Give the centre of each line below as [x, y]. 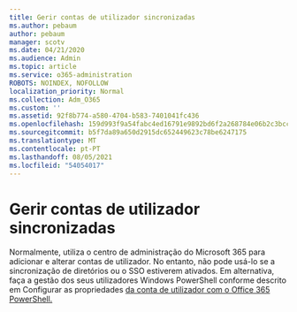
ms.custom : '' [35, 108]
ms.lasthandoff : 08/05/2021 [61, 157]
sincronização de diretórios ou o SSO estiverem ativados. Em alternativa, [142, 271]
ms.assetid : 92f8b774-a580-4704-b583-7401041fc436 [104, 116]
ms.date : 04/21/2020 [47, 50]
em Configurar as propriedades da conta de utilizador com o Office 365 [140, 290]
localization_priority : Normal [67, 91]
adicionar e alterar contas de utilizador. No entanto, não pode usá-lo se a [142, 262]
